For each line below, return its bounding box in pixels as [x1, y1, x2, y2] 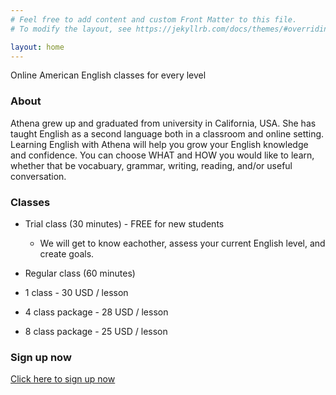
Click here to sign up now [10, 373, 116, 385]
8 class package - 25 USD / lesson [24, 325, 168, 337]
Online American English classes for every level [10, 69, 207, 81]
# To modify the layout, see [10, 24, 132, 34]
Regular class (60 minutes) [24, 267, 136, 279]
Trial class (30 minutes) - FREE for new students [24, 217, 225, 230]
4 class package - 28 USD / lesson [24, 306, 169, 318]
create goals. [39, 247, 95, 260]
